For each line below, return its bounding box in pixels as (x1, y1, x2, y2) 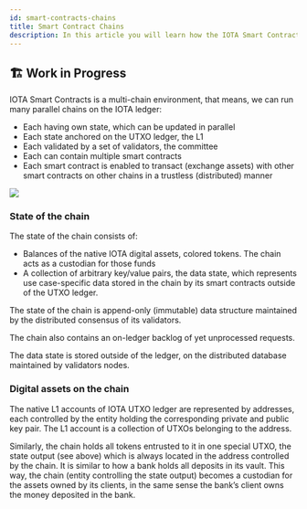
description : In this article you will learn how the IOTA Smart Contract (9, 30, 301, 39)
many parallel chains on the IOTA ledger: (9, 104, 163, 115)
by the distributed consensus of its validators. (9, 314, 182, 325)
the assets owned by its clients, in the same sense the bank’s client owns (9, 479, 285, 490)
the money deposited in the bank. (9, 489, 136, 500)
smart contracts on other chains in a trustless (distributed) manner (22, 170, 273, 181)
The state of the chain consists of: (9, 230, 139, 242)
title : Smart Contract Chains (9, 22, 125, 31)
